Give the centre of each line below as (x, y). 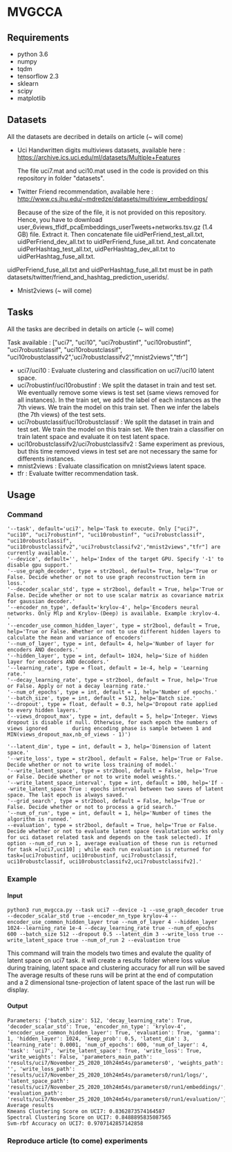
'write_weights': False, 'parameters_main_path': (80, 1057)
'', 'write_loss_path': (41, 1069)
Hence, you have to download (60, 219)
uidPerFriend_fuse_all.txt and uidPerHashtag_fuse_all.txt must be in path (110, 270)
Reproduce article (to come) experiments (78, 1140)
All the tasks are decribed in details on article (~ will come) (91, 328)
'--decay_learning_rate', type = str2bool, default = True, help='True (112, 680)
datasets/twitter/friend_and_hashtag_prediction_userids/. (88, 277)
